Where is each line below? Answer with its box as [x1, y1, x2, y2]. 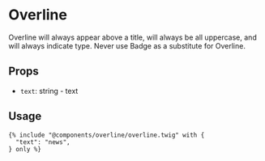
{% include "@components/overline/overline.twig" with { [8, 131, 205, 139]
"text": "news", [15, 138, 71, 146]
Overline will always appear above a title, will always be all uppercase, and [8, 32, 257, 42]
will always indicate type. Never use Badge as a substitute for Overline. [8, 40, 246, 50]
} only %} [8, 145, 42, 153]
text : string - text [19, 86, 79, 95]
